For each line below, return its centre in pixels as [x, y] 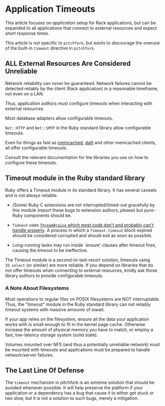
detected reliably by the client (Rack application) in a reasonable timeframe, [82, 88]
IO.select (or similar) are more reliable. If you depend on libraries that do [79, 265]
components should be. [48, 215]
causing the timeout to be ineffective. [50, 250]
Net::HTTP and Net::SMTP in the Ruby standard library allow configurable [78, 127]
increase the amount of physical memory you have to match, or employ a [79, 329]
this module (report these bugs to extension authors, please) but [78, 210]
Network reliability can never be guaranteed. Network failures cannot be [78, 83]
